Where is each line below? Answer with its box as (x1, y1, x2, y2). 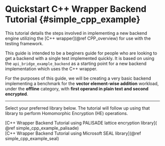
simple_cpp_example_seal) (5, 135, 59, 141)
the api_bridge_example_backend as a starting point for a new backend (5, 60, 147, 66)
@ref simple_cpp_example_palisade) (5, 125, 79, 131)
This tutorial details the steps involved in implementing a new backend (5, 30, 147, 36)
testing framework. (5, 40, 44, 46)
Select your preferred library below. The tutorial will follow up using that (5, 105, 150, 111)
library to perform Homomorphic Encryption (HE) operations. (5, 110, 128, 116)
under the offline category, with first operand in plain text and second (5, 86, 149, 91)
